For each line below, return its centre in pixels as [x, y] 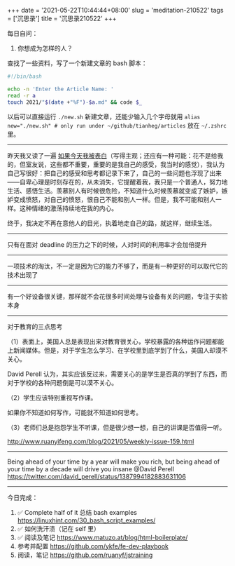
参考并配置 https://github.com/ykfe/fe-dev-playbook [93, 546]
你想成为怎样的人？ [45, 48]
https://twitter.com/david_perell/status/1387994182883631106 [97, 476]
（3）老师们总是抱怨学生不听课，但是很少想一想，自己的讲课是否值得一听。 [116, 427]
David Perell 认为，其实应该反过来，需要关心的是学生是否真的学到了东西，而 [117, 374]
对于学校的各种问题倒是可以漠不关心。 [62, 382]
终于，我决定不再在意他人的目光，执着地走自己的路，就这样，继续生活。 [111, 223]
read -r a [22, 95]
